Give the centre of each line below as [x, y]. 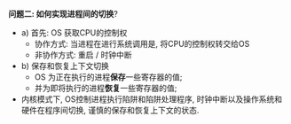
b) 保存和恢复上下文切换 [65, 66]
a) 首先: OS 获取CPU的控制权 [74, 33]
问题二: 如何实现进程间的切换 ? [63, 14]
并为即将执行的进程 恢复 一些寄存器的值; [106, 88]
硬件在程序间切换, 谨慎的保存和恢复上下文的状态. [110, 110]
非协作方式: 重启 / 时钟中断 [83, 55]
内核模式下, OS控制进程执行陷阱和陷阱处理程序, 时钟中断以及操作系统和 [152, 99]
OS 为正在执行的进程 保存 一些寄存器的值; [108, 77]
